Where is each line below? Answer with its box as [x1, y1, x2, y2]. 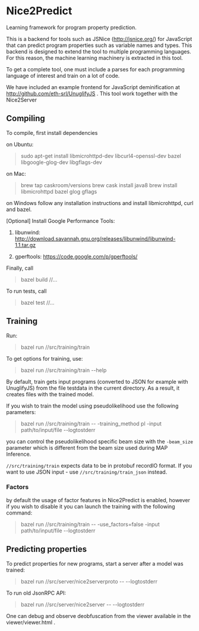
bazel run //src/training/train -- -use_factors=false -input [20, 520, 160, 528]
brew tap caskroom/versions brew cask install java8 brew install [20, 181, 178, 188]
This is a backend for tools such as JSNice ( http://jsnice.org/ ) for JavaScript [6, 35, 192, 42]
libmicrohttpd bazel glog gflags [20, 188, 97, 195]
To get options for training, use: [6, 355, 83, 362]
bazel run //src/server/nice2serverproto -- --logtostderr [20, 578, 158, 585]
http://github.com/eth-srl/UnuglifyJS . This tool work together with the [6, 90, 178, 97]
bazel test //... [20, 299, 55, 306]
